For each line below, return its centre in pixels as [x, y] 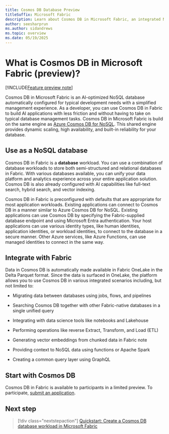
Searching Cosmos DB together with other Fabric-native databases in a [86, 306]
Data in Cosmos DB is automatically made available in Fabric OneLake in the [84, 270]
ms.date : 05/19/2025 [27, 38]
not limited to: [19, 286]
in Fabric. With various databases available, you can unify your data [75, 173]
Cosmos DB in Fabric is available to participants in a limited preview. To [79, 388]
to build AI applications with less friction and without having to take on [78, 113]
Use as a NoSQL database [47, 151]
